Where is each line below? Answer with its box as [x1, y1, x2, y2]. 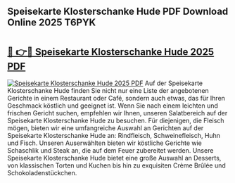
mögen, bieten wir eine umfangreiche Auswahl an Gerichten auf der [7, 124, 204, 132]
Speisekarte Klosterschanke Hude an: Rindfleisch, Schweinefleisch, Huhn [7, 132, 220, 139]
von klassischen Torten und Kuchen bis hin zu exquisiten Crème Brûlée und [7, 161, 227, 170]
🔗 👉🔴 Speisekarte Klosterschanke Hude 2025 [7, 46, 215, 58]
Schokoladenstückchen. [7, 169, 77, 177]
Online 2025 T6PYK [7, 17, 96, 29]
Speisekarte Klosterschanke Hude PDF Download [7, 6, 229, 18]
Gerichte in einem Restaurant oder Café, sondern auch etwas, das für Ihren [7, 94, 225, 102]
